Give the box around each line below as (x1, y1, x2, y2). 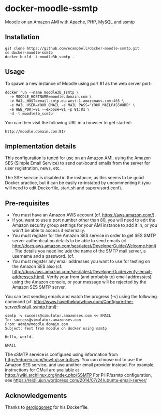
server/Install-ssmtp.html (5, 304, 55, 310)
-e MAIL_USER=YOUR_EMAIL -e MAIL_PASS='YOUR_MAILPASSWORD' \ (9, 102, 135, 107)
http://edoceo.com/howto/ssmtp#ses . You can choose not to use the (5, 357, 143, 363)
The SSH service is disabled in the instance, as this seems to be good (5, 175, 144, 181)
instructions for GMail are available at (5, 367, 79, 373)
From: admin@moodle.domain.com (5, 322, 68, 327)
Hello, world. (5, 334, 34, 340)
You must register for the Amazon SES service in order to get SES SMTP (12, 232, 156, 238)
